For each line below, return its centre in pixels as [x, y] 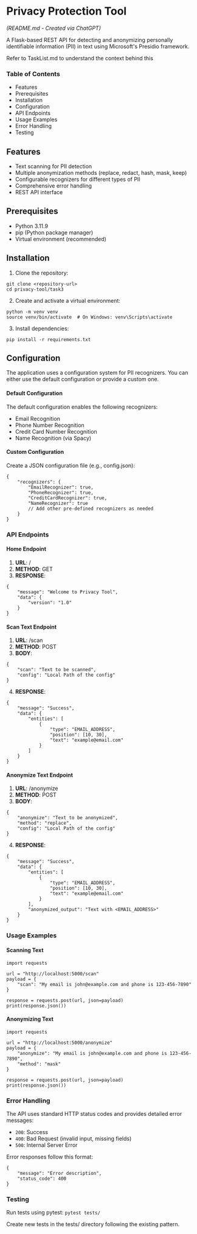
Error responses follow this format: [50, 1157]
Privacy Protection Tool [67, 11]
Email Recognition [38, 418]
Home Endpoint [26, 549]
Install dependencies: [42, 328]
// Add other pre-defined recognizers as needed [91, 509]
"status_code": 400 [42, 1179]
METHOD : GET [34, 569]
